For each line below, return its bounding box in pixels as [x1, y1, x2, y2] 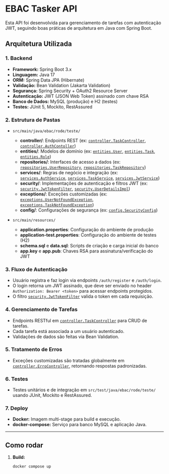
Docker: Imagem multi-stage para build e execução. [12, 416, 121, 422]
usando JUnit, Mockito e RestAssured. [12, 392, 92, 398]
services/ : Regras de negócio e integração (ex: [20, 169, 118, 175]
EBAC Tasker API [5, 3, 77, 15]
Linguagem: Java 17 [12, 72, 55, 78]
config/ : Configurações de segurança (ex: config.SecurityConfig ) [20, 207, 158, 213]
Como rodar [5, 441, 44, 449]
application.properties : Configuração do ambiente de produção [20, 226, 154, 232]
